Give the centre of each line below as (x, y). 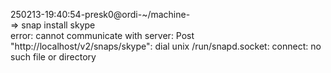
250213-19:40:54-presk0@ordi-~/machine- (100, 14)
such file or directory (53, 57)
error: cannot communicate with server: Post (102, 35)
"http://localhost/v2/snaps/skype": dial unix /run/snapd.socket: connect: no (166, 46)
